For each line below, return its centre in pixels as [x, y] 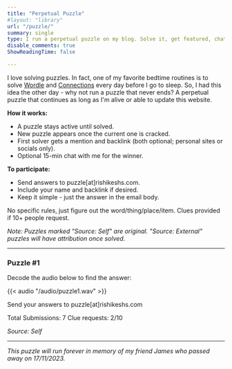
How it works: [28, 113]
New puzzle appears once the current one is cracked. [94, 133]
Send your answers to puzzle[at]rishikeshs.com [75, 305]
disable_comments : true [41, 46]
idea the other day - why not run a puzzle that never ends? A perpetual [108, 92]
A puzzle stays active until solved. [66, 126]
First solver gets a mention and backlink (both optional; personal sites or [120, 141]
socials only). [36, 148]
